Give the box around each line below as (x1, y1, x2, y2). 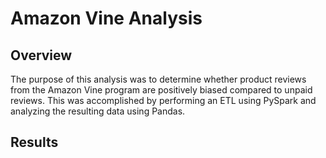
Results (10, 134, 59, 151)
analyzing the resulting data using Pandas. (10, 105, 186, 117)
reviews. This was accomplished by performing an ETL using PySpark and (10, 95, 317, 106)
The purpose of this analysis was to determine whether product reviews (10, 73, 307, 85)
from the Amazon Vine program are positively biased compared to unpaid (10, 84, 313, 96)
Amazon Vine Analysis (10, 7, 203, 30)
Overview (10, 47, 73, 64)
